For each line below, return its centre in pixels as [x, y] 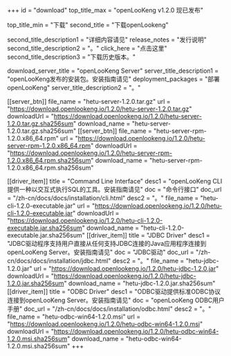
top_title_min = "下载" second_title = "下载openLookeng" [88, 25]
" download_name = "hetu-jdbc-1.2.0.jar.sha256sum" [140, 283]
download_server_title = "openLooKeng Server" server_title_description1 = [113, 71]
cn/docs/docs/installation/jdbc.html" [59, 261]
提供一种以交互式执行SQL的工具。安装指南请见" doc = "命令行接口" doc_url [114, 189]
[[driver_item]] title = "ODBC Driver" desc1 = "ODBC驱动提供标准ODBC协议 [114, 292]
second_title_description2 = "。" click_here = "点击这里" [87, 48]
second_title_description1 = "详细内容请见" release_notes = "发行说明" [107, 39]
